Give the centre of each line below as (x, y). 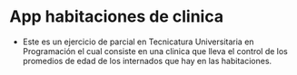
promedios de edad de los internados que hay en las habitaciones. (147, 61)
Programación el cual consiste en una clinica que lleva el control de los (155, 51)
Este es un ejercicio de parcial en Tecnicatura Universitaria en (138, 42)
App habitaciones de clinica (117, 17)
